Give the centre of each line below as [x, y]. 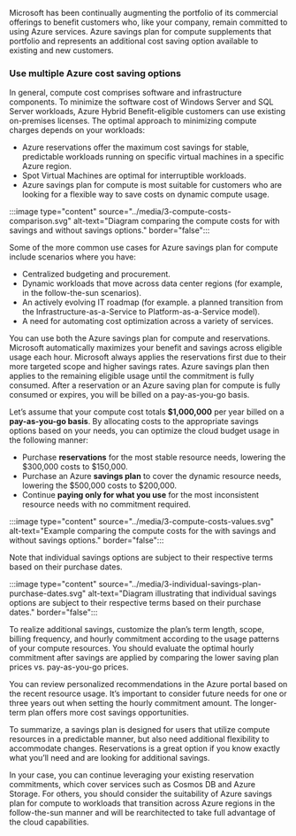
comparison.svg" [41, 221]
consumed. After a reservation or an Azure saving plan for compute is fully [145, 385]
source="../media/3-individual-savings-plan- [180, 584]
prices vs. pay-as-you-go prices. [69, 667]
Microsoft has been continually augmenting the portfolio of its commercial [144, 13]
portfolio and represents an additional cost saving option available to [134, 41]
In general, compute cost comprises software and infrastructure [125, 93]
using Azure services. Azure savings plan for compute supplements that [140, 31]
